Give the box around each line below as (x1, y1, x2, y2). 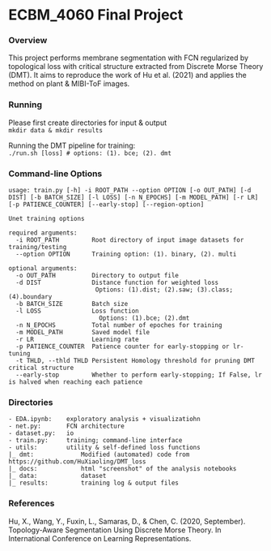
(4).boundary (8, 293, 53, 301)
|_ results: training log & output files (8, 479, 180, 488)
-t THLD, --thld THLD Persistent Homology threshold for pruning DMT (15, 357, 255, 365)
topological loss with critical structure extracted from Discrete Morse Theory (8, 62, 264, 71)
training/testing (8, 243, 67, 252)
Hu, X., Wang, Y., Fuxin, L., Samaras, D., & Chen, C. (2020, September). (8, 516, 246, 526)
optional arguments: (8, 265, 78, 273)
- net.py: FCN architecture (8, 422, 125, 431)
